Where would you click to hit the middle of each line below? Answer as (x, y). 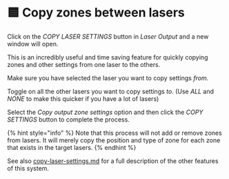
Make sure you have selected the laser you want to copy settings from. (108, 78)
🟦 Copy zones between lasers (96, 13)
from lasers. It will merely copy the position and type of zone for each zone (114, 140)
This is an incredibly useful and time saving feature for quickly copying (108, 57)
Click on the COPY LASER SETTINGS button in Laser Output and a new (108, 36)
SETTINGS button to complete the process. (68, 119)
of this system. (28, 168)
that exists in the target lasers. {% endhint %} (72, 147)
